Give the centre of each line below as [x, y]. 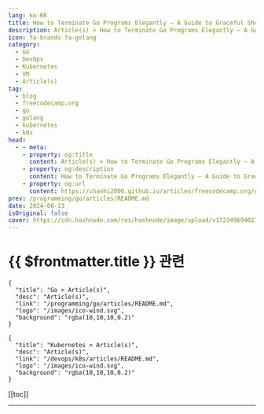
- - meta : [31, 147]
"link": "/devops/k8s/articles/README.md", [87, 359]
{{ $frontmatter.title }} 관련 [96, 262]
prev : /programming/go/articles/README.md [79, 198]
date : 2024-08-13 [37, 205]
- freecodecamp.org [47, 103]
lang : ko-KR [27, 15]
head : [17, 140]
